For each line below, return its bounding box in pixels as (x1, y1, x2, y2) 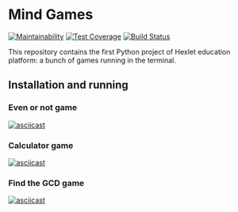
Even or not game (8, 102, 78, 113)
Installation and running (8, 78, 129, 92)
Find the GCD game (8, 177, 85, 188)
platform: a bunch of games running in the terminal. (8, 55, 176, 65)
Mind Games (8, 6, 94, 24)
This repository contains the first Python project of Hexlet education (8, 47, 231, 56)
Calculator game (8, 140, 74, 151)
